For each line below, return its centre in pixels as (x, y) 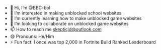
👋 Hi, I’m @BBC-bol (30, 8)
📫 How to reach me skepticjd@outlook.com (56, 29)
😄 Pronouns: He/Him (32, 36)
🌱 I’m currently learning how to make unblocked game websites (76, 18)
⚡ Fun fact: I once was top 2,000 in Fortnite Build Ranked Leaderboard (83, 42)
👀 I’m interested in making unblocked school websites (66, 13)
